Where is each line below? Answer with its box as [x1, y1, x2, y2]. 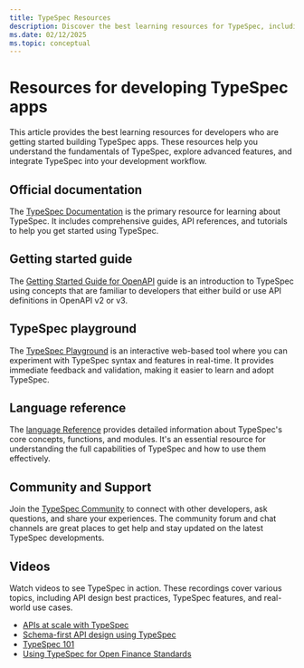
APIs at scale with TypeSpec [22, 620, 129, 631]
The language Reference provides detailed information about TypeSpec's [9, 424, 283, 435]
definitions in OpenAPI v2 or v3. [9, 295, 128, 305]
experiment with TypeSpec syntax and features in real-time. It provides [9, 354, 274, 365]
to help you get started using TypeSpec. [9, 226, 159, 236]
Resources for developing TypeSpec [9, 78, 289, 98]
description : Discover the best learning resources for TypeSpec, [9, 22, 265, 31]
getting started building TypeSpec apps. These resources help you [9, 137, 259, 148]
